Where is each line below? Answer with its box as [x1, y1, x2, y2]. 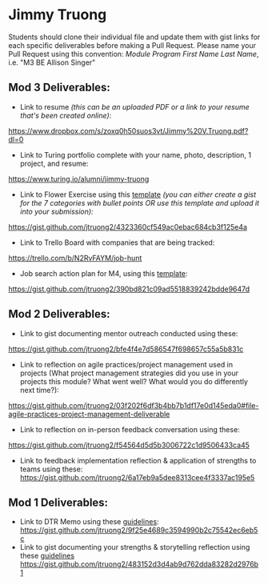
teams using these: [19, 464, 83, 474]
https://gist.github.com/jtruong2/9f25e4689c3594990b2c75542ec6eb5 [19, 526, 258, 535]
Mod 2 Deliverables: [8, 307, 110, 321]
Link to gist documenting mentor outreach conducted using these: [19, 328, 238, 338]
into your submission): [19, 206, 94, 216]
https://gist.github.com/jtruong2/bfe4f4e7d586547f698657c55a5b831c [8, 344, 244, 354]
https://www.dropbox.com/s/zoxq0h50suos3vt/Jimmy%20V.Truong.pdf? [8, 126, 249, 135]
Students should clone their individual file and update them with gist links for [8, 32, 261, 42]
